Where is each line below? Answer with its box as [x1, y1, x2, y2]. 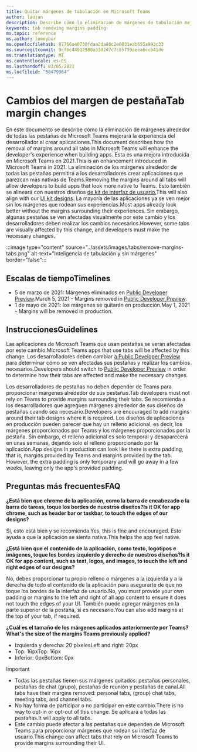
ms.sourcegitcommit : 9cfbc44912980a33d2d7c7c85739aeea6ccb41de [6, 47, 164, 53]
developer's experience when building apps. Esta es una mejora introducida [6, 151, 189, 158]
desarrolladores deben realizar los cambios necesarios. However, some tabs [6, 220, 189, 227]
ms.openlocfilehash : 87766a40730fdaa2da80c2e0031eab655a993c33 [6, 42, 164, 48]
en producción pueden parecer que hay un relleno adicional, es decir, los [6, 420, 183, 427]
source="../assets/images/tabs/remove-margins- [65, 244, 184, 251]
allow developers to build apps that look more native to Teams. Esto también [6, 182, 191, 189]
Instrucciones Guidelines [6, 325, 98, 335]
